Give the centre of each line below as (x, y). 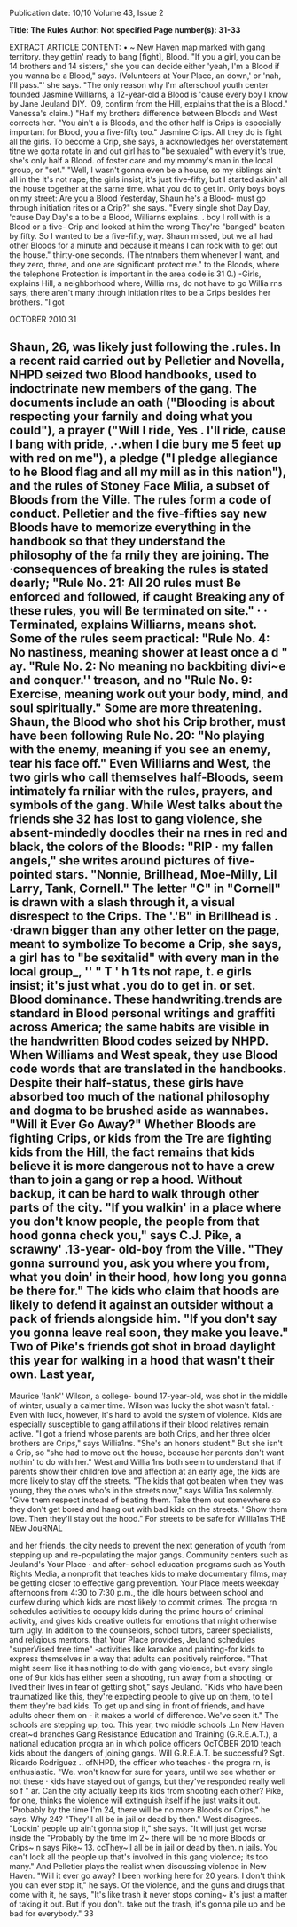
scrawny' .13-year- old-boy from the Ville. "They (146, 1250)
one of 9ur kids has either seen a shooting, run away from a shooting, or (141, 1677)
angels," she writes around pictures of (117, 861)
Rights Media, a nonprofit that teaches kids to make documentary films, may (148, 1573)
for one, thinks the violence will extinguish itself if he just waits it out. (135, 1800)
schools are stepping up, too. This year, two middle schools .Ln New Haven (147, 1724)
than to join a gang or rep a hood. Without (126, 1180)
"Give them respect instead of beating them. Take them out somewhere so (145, 1500)
